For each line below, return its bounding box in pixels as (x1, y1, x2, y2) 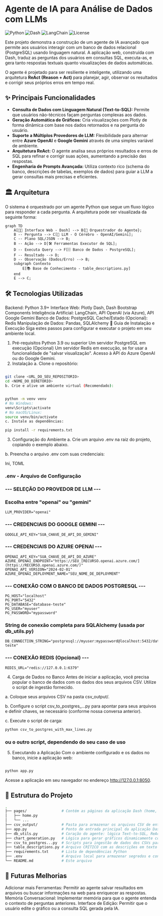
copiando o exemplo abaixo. (12, 442, 69, 448)
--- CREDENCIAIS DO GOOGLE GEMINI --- (5, 521, 105, 528)
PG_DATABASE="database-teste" (5, 602, 66, 607)
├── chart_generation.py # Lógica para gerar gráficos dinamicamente (5, 836, 153, 841)
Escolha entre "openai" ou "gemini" (5, 499, 92, 505)
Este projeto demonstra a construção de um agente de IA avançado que (5, 39, 149, 45)
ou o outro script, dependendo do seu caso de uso (5, 739, 126, 745)
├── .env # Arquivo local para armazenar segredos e (5, 854, 151, 859)
